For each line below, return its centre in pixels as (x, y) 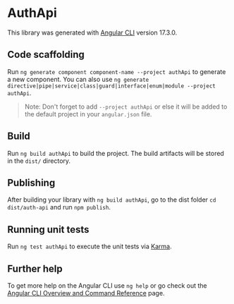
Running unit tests (48, 230)
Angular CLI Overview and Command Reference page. (86, 293)
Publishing (31, 182)
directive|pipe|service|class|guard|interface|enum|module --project (112, 86)
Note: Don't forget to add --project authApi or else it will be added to (126, 107)
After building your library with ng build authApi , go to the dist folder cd (112, 200)
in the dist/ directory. (39, 161)
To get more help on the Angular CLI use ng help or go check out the (107, 286)
